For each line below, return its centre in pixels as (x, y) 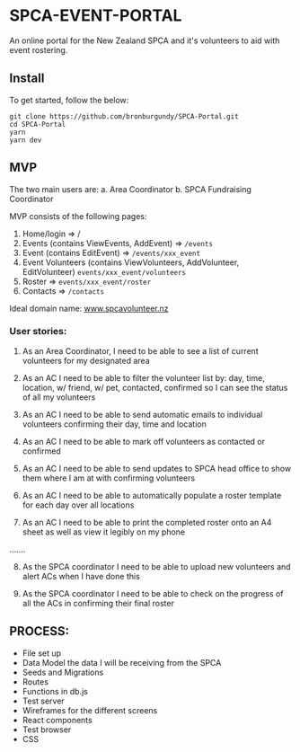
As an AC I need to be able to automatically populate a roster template (152, 495)
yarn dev (26, 140)
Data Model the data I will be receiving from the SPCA (122, 662)
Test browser (47, 730)
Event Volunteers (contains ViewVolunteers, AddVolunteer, (131, 262)
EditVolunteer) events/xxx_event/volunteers (104, 271)
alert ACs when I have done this (81, 576)
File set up (41, 653)
